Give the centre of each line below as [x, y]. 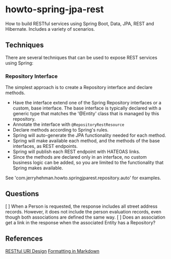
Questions [22, 194]
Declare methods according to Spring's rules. [61, 130]
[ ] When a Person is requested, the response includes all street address [81, 206]
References [24, 239]
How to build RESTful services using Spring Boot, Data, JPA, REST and [80, 24]
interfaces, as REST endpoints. [45, 146]
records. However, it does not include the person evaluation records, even [83, 211]
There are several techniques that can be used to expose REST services [81, 57]
